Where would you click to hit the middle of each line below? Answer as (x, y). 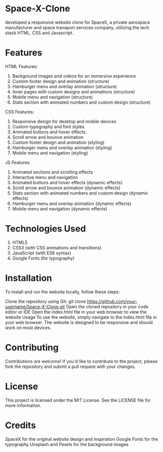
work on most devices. (28, 328)
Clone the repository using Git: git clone (46, 301)
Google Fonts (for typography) (43, 258)
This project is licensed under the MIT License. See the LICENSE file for (78, 400)
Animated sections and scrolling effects (52, 172)
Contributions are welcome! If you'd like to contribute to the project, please (81, 361)
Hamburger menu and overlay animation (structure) (64, 86)
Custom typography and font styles (48, 126)
